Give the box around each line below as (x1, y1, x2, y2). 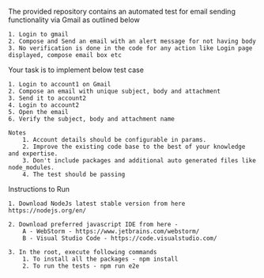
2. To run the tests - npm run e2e (22, 262, 140, 270)
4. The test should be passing (22, 170, 126, 178)
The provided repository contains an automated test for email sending (8, 7, 236, 16)
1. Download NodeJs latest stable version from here (8, 200, 186, 208)
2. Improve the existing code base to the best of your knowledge (22, 143, 246, 150)
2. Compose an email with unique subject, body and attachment (8, 87, 221, 95)
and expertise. (8, 150, 58, 158)
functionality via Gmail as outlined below (8, 15, 140, 25)
